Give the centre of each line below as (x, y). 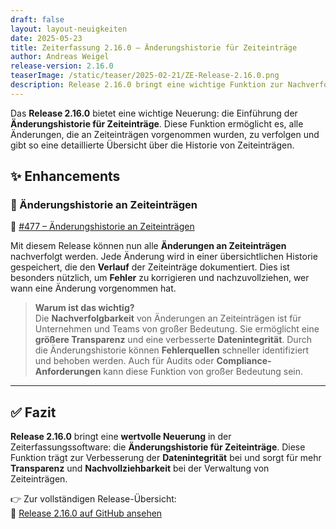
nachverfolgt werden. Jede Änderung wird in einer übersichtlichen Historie (164, 257)
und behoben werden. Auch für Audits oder (124, 361)
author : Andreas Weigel (60, 57)
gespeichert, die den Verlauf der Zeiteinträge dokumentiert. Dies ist (150, 267)
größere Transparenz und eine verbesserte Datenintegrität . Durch (173, 340)
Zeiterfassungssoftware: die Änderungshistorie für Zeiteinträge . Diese (158, 447)
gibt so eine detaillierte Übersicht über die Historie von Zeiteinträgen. (152, 145)
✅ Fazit (33, 412)
